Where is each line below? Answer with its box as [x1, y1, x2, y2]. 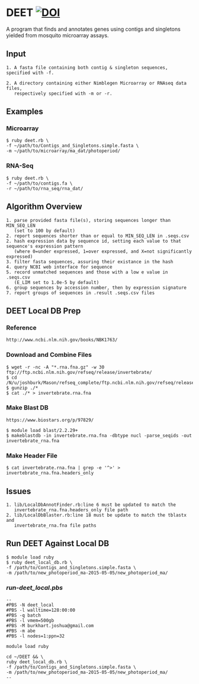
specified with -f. [6, 70, 54, 76]
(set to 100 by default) [14, 228, 76, 234]
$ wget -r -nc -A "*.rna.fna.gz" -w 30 [6, 364, 105, 370]
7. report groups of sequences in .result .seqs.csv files [6, 290, 155, 296]
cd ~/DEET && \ [6, 654, 44, 660]
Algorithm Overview [6, 202, 82, 212]
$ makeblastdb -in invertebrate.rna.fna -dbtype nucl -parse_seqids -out [6, 433, 192, 438]
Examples [6, 107, 43, 117]
